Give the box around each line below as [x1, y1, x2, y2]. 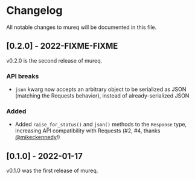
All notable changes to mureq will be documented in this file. [6, 23, 157, 31]
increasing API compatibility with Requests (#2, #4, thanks [14, 127, 161, 134]
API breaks [6, 72, 39, 80]
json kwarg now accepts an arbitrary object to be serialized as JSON [14, 85, 187, 93]
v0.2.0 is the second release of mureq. [6, 57, 103, 64]
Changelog [6, 4, 63, 17]
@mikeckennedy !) [14, 134, 60, 141]
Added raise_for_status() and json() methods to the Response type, [14, 121, 187, 128]
